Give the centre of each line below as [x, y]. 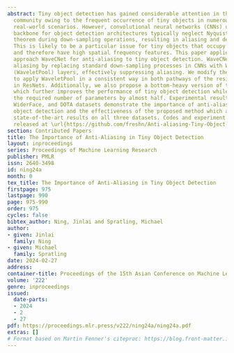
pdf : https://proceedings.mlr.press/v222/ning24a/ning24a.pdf [99, 326]
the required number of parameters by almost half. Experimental [110, 99]
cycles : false [28, 215]
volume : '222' [28, 280]
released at [31, 124]
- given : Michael [32, 248]
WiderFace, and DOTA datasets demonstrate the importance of [104, 105]
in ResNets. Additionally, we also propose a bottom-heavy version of [118, 85]
